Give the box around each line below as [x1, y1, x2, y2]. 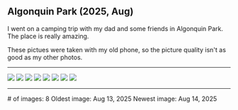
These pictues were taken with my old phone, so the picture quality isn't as [7, 45, 227, 54]
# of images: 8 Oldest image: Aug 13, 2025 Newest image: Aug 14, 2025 [7, 94, 217, 103]
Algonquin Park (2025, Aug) [7, 6, 134, 18]
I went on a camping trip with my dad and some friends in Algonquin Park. [7, 24, 224, 32]
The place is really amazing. [7, 32, 89, 40]
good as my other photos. [7, 53, 83, 61]
